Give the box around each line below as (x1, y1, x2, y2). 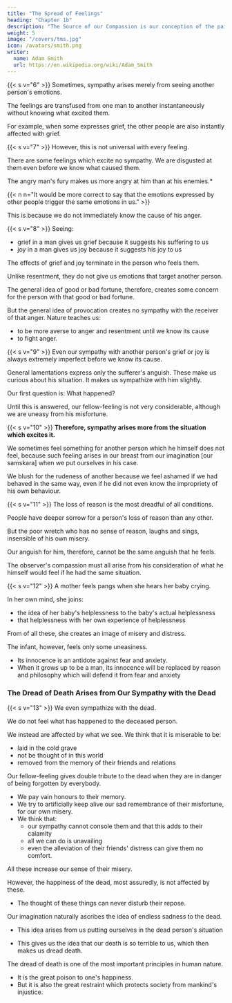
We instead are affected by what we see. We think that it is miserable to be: (7, 730, 222, 738)
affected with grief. (7, 129, 61, 138)
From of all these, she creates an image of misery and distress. (7, 629, 186, 637)
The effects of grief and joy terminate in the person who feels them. (7, 259, 200, 267)
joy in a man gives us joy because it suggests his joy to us (17, 245, 182, 253)
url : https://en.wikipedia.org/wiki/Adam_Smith (13, 62, 153, 68)
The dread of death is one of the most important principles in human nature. (7, 959, 223, 968)
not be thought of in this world (17, 751, 104, 759)
